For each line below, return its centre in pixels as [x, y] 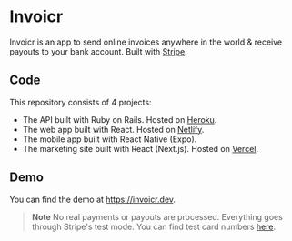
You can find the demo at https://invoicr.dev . [92, 199]
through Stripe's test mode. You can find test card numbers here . [153, 226]
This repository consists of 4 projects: [81, 102]
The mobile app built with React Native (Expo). [110, 139]
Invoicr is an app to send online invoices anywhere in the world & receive [146, 42]
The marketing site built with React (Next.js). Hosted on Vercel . [141, 148]
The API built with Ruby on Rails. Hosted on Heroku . [120, 119]
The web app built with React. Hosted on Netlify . [113, 129]
